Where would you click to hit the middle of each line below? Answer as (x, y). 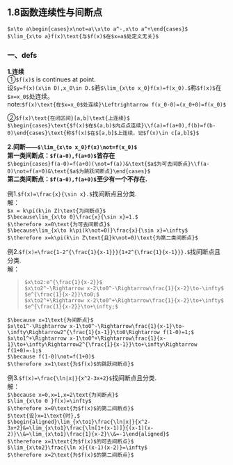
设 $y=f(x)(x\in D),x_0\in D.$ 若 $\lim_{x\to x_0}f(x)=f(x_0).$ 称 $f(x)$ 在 (114, 88)
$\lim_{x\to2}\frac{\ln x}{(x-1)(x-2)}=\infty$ (78, 448)
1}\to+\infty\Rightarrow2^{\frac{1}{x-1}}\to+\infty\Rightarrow (102, 345)
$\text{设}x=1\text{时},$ (43, 416)
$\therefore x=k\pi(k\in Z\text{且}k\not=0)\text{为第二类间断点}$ (103, 238)
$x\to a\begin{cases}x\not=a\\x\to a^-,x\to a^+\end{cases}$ (98, 29)
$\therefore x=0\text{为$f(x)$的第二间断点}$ (71, 409)
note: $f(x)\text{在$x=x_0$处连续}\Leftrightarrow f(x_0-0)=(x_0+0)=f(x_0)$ (117, 104)
